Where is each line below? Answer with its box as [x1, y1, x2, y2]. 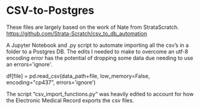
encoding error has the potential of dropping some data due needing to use [6, 54, 194, 61]
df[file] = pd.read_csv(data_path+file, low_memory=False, [6, 72, 150, 79]
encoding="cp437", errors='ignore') [6, 79, 96, 86]
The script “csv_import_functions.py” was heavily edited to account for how [6, 90, 194, 97]
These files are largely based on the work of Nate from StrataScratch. [6, 23, 179, 31]
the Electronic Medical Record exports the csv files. [6, 97, 134, 104]
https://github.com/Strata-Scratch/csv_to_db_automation [6, 29, 148, 37]
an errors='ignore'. [6, 61, 52, 68]
